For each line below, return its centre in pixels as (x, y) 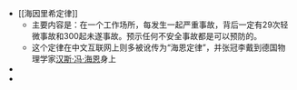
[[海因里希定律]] (48, 13)
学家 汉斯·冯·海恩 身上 (78, 59)
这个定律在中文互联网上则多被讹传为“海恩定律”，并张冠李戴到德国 (154, 47)
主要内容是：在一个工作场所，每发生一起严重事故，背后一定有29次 (156, 25)
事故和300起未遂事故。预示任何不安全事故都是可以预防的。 (150, 36)
